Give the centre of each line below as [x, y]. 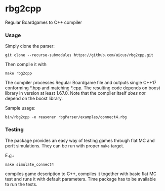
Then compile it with [26, 64]
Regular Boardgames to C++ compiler [44, 22]
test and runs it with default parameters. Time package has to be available [81, 179]
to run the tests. [21, 184]
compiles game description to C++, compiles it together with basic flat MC [81, 174]
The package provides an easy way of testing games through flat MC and [80, 140]
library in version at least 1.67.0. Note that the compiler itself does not [75, 93]
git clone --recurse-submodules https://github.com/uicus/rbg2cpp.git [79, 55]
